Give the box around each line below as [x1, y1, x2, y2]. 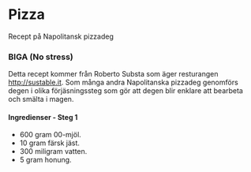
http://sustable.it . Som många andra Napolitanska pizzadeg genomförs [8, 77, 238, 88]
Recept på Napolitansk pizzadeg [8, 32, 114, 41]
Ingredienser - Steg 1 [8, 112, 78, 122]
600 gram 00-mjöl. [19, 130, 81, 140]
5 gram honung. [19, 155, 73, 165]
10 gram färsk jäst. [19, 138, 81, 148]
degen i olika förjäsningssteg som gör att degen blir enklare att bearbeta [8, 86, 243, 95]
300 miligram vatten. [19, 147, 88, 156]
